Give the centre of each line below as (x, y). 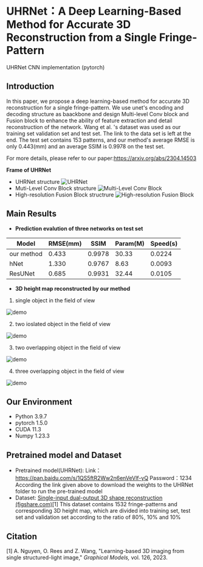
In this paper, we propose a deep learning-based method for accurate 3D (98, 101)
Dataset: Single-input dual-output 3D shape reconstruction (89, 498)
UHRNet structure (37, 181)
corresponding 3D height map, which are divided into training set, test (103, 511)
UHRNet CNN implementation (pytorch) (56, 67)
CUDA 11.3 (28, 430)
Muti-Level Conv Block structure (56, 188)
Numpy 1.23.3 (32, 436)
